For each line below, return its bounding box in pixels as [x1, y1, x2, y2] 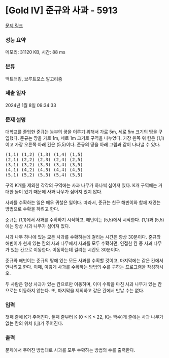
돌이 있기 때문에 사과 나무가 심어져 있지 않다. [14, 189, 103, 195]
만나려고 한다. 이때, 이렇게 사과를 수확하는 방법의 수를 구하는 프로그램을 [5, 264, 146, 270]
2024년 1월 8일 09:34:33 [5, 102, 57, 108]
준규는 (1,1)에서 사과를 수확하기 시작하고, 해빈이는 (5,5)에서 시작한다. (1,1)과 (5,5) [5, 217, 164, 223]
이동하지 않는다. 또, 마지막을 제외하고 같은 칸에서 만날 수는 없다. [18, 288, 145, 294]
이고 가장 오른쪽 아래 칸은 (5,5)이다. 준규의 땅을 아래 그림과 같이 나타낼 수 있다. [5, 141, 161, 148]
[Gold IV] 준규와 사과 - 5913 [5, 5, 118, 16]
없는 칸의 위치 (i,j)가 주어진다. [5, 320, 63, 326]
